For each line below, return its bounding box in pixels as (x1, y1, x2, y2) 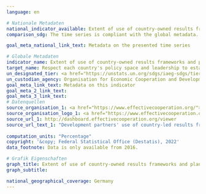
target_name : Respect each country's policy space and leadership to (6, 65, 188, 71)
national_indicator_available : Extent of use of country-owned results (6, 26, 193, 32)
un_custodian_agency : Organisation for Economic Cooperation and (6, 76, 177, 83)
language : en (6, 9, 40, 15)
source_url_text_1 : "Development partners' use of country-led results (6, 122, 193, 128)
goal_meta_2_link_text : (6, 88, 67, 94)
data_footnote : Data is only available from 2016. (6, 144, 139, 151)
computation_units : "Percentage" (6, 133, 92, 140)
